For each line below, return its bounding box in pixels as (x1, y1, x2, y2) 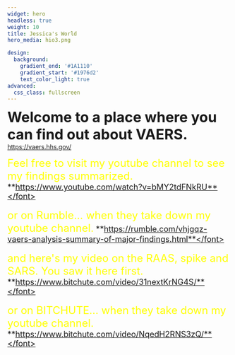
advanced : (7, 82, 37, 89)
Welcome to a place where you (7, 108, 217, 127)
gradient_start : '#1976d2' (20, 69, 100, 76)
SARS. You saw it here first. (7, 264, 143, 278)
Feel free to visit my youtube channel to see (7, 156, 225, 170)
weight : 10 (7, 23, 40, 30)
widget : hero (7, 10, 46, 18)
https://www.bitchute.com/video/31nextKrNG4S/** (15, 277, 205, 287)
